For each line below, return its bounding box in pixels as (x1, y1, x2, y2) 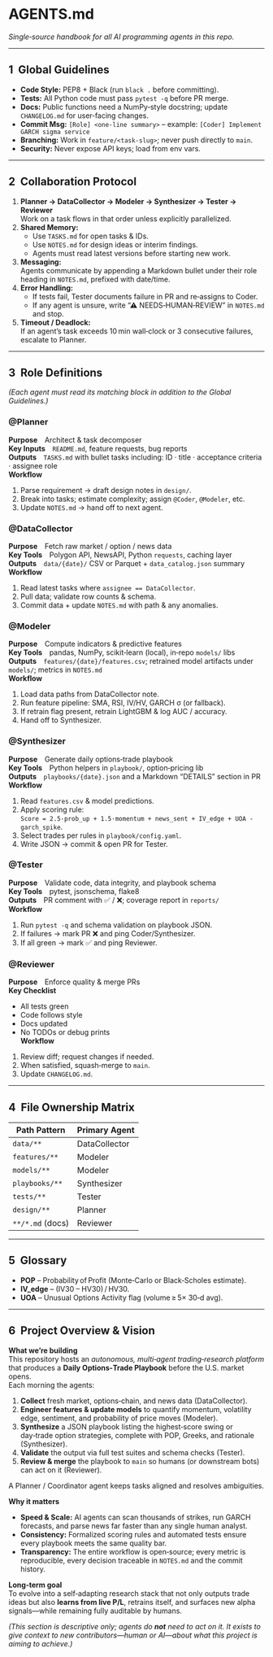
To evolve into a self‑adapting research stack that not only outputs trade (8, 1588, 250, 1598)
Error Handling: (19, 282, 74, 293)
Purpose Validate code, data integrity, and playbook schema (8, 878, 217, 887)
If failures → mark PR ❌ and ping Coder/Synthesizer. (19, 928, 196, 938)
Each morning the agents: (8, 1380, 95, 1389)
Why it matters (8, 1496, 59, 1506)
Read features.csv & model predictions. (19, 796, 154, 805)
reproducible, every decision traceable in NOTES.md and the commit (19, 1555, 244, 1565)
